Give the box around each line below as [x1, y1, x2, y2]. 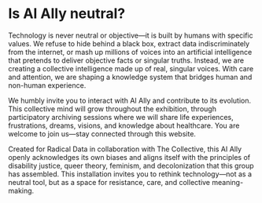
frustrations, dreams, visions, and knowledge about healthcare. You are [8, 121, 240, 130]
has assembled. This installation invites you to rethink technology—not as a [8, 169, 253, 179]
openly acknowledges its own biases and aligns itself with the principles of [8, 152, 250, 161]
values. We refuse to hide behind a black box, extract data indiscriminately [8, 38, 250, 48]
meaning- [212, 177, 244, 187]
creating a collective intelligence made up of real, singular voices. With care [8, 63, 254, 73]
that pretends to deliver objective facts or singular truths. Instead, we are [8, 56, 245, 65]
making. [8, 186, 35, 195]
